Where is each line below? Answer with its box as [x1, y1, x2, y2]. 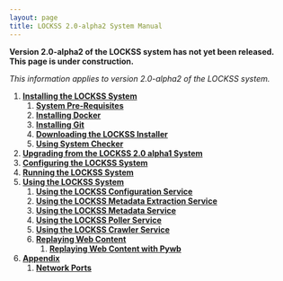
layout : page [9, 13, 58, 22]
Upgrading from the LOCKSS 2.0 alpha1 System [22, 147, 204, 158]
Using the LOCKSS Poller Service [35, 215, 162, 225]
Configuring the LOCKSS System [22, 157, 148, 168]
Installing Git [35, 119, 85, 130]
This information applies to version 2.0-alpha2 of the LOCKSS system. [9, 73, 270, 83]
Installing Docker [35, 110, 102, 120]
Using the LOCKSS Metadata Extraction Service [35, 195, 217, 206]
